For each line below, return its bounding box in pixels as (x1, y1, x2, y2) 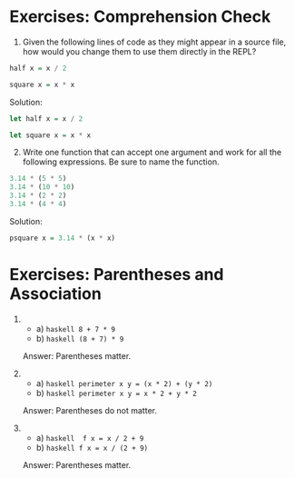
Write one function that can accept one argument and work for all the (22, 147, 282, 158)
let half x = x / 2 (9, 114, 84, 124)
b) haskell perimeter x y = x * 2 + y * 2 (35, 387, 197, 398)
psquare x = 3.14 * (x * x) (9, 234, 116, 243)
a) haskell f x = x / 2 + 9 (35, 432, 144, 443)
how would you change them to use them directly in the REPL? (22, 45, 257, 56)
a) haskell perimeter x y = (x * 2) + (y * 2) (35, 377, 213, 388)
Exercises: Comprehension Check (9, 6, 271, 27)
